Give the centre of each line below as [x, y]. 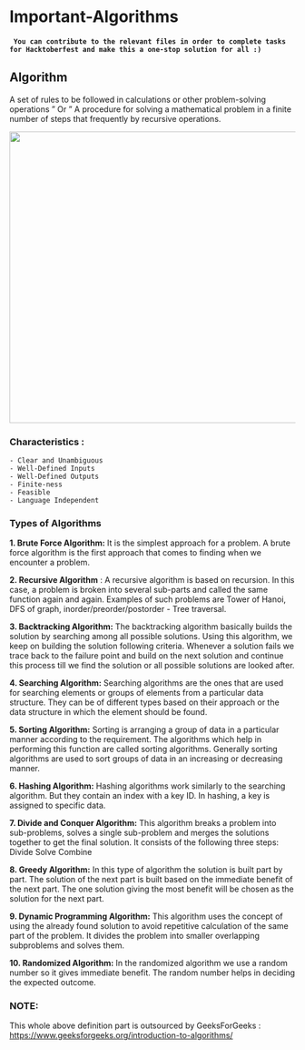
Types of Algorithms [55, 523]
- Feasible [30, 492]
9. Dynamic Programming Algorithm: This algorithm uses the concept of [146, 916]
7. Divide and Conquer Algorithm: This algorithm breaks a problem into [143, 823]
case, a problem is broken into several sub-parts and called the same [139, 590]
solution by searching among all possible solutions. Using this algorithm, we [151, 637]
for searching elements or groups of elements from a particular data [137, 693]
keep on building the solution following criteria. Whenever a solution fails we [152, 646]
